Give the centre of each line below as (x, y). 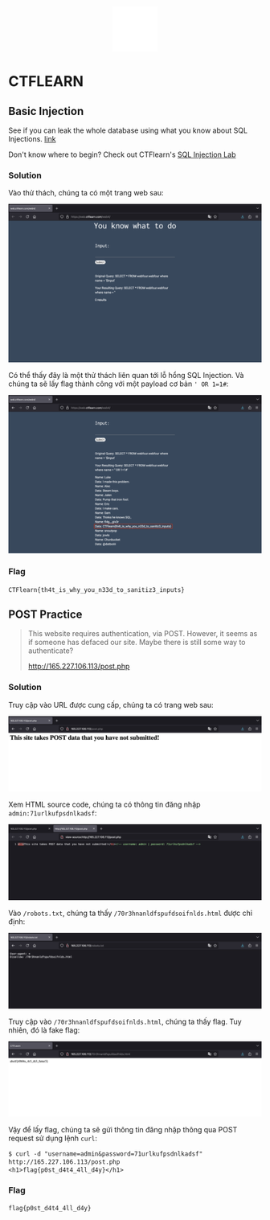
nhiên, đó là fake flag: (44, 1030)
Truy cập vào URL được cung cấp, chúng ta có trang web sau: (111, 704)
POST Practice (45, 614)
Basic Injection (46, 111)
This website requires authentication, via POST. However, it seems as (143, 634)
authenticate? (51, 651)
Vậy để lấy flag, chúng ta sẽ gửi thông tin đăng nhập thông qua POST (123, 1130)
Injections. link (32, 139)
